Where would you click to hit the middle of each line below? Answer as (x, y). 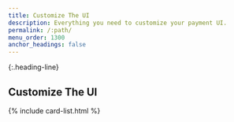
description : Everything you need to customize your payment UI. (117, 23)
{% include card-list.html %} (54, 110)
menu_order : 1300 (37, 37)
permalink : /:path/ (40, 30)
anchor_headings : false (47, 45)
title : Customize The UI (49, 15)
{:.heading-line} (33, 67)
